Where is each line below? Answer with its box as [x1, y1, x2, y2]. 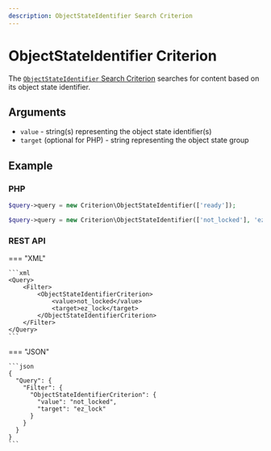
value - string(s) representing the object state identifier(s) [19, 127, 212, 137]
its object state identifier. [8, 82, 91, 91]
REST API [8, 235, 46, 247]
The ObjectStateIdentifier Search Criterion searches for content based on [8, 74, 260, 83]
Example [8, 158, 53, 172]
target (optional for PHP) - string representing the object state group [19, 135, 249, 145]
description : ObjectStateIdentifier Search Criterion [8, 11, 194, 20]
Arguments [8, 105, 67, 119]
